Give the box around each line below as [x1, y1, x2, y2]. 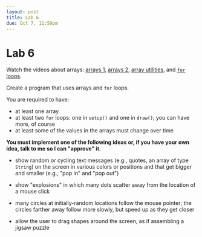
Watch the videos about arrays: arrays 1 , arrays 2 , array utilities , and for [6, 66, 186, 73]
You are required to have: [6, 96, 70, 103]
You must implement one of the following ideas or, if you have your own [6, 138, 190, 146]
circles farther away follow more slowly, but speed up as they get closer [15, 206, 195, 213]
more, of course [15, 120, 56, 128]
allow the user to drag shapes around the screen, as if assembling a [15, 218, 184, 225]
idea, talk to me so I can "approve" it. [6, 145, 102, 152]
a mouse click [15, 188, 50, 195]
